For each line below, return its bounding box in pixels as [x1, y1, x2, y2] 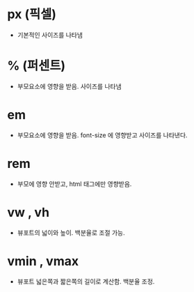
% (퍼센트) [7, 58, 66, 74]
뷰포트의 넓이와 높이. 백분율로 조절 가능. [17, 228, 125, 237]
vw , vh [7, 204, 50, 220]
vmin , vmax [7, 253, 79, 269]
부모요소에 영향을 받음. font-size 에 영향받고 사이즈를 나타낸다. [17, 130, 188, 139]
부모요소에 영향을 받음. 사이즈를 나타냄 [17, 82, 122, 91]
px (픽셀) [7, 6, 57, 22]
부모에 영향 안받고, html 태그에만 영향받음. [17, 179, 132, 188]
